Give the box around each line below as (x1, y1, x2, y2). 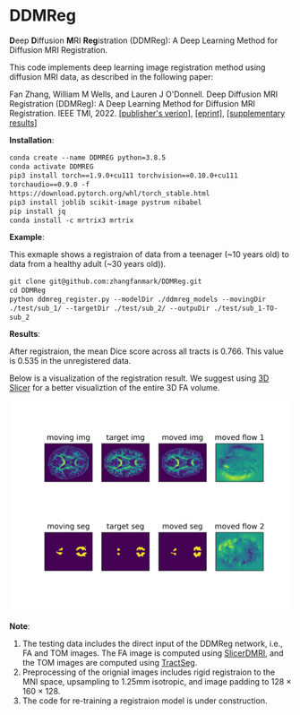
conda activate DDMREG (9, 162, 94, 171)
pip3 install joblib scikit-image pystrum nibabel (9, 198, 202, 207)
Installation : (9, 134, 55, 145)
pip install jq (9, 207, 66, 216)
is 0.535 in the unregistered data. (9, 355, 132, 366)
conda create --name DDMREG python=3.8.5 (9, 153, 167, 162)
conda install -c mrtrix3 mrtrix (9, 216, 134, 225)
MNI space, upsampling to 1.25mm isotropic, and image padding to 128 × (21, 676, 292, 686)
